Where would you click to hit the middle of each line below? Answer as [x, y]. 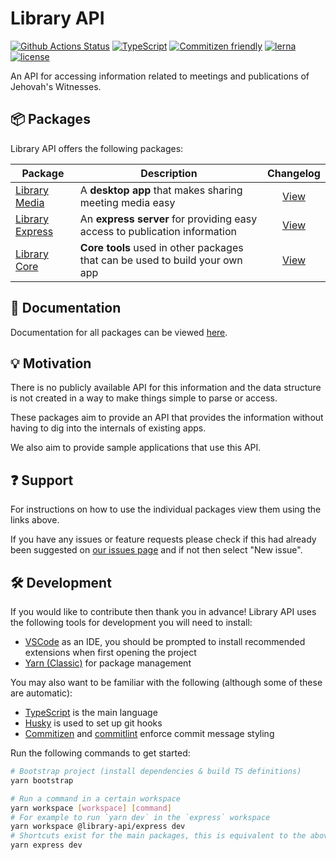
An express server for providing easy [168, 219]
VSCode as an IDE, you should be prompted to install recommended [165, 641]
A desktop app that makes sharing [161, 190]
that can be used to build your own [161, 260]
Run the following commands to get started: [100, 753]
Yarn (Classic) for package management [108, 663]
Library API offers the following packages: [97, 148]
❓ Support [42, 480]
